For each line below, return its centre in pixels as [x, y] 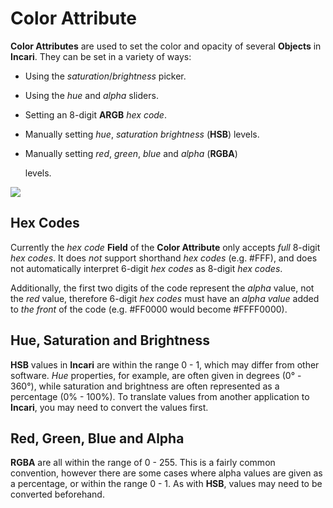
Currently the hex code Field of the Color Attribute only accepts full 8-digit [165, 247]
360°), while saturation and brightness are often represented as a [145, 386]
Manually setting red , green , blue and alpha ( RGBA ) [131, 153]
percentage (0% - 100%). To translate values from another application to [160, 396]
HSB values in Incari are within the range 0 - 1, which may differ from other [165, 364]
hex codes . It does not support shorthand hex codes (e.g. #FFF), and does [164, 258]
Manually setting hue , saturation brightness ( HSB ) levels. [142, 134]
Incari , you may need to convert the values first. [109, 407]
